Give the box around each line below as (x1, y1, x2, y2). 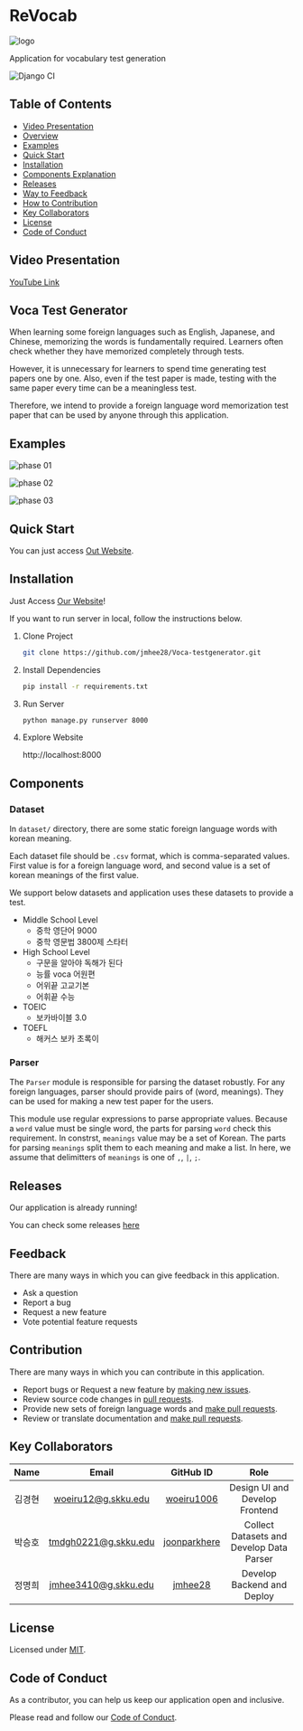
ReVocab (9, 5, 78, 26)
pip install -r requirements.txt (22, 682, 149, 691)
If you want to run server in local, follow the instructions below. (9, 612, 243, 624)
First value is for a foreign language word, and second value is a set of (9, 860, 271, 871)
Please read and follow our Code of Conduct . (9, 1712, 178, 1723)
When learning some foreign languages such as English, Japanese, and (9, 326, 275, 337)
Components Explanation (22, 168, 116, 179)
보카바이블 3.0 (35, 1012, 87, 1023)
